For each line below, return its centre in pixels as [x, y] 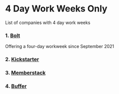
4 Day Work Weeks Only [56, 9]
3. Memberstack [25, 73]
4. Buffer [16, 86]
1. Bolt [13, 35]
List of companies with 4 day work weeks [48, 22]
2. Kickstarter [22, 59]
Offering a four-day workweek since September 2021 [60, 46]
